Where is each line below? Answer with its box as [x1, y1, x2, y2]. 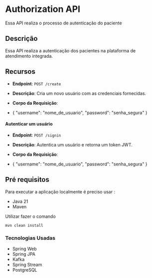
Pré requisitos [5, 175, 50, 184]
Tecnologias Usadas [5, 234, 56, 241]
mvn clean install [5, 223, 43, 228]
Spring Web [12, 246, 37, 252]
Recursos [5, 67, 36, 76]
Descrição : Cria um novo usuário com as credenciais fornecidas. [12, 90, 146, 96]
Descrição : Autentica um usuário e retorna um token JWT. [12, 141, 133, 147]
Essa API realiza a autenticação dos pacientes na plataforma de [5, 47, 136, 53]
